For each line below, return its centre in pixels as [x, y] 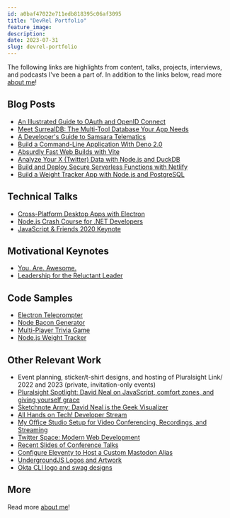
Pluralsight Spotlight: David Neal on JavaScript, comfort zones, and [116, 392]
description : [27, 34]
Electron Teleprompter [50, 315]
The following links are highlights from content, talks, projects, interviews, [115, 67]
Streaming [33, 430]
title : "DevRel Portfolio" [47, 21]
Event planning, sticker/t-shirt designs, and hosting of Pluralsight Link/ [120, 378]
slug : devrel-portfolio [42, 47]
